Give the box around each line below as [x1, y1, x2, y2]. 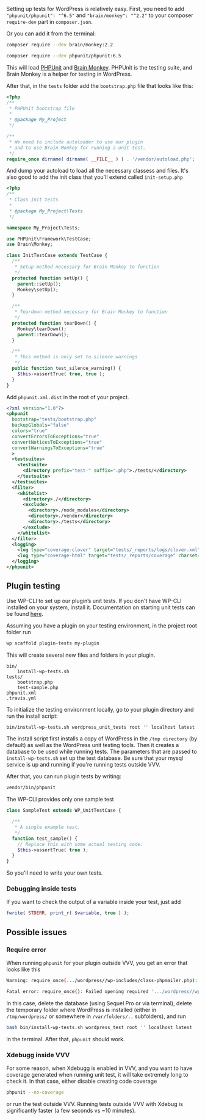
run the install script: [6, 712, 58, 720]
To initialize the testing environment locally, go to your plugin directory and [6, 706, 194, 713]
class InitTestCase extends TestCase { [6, 253, 108, 259]
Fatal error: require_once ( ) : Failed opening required [6, 988, 149, 994]
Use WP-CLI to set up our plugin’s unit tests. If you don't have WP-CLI [6, 597, 182, 604]
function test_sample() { [12, 836, 78, 842]
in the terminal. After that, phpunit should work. [6, 1035, 125, 1042]
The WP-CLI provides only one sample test [6, 796, 114, 803]
